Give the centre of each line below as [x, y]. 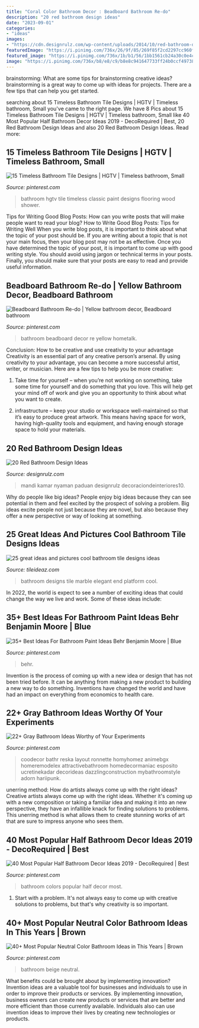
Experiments [30, 722]
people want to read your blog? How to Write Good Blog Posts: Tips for [93, 223]
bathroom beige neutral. [50, 969]
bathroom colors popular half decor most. [71, 886]
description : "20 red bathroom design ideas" [63, 17]
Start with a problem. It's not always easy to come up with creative [96, 898]
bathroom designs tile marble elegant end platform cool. [89, 581]
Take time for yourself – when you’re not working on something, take [98, 381]
